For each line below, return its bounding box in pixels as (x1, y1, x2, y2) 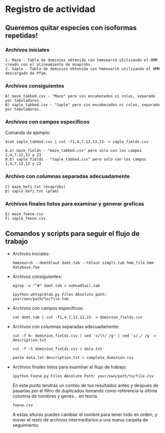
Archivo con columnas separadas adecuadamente (5, 173, 130, 180)
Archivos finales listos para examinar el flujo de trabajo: (12, 364, 127, 370)
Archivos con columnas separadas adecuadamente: (12, 323, 120, 329)
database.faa (12, 264, 40, 270)
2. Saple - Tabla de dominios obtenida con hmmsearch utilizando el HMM (5, 66, 160, 71)
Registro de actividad (5, 4, 95, 15)
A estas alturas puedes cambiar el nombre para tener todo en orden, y (12, 411, 157, 417)
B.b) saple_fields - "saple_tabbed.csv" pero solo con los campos (5, 157, 146, 162)
